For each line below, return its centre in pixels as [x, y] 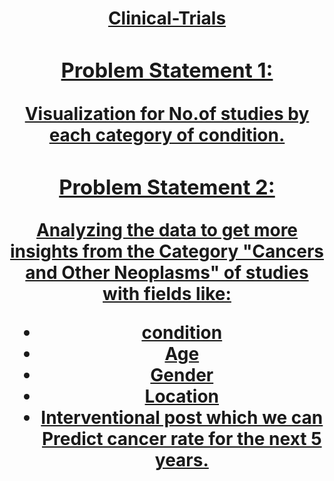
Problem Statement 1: [167, 70]
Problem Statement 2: [167, 186]
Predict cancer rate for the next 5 [181, 439]
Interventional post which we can [182, 418]
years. [181, 460]
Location [182, 396]
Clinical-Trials [167, 18]
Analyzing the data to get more [167, 230]
